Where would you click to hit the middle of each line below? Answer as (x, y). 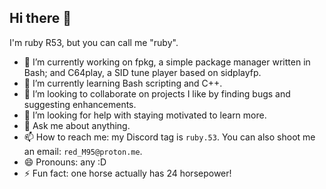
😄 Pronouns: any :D (65, 162)
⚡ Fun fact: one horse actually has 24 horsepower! (127, 173)
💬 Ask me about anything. (77, 125)
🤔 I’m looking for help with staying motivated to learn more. (145, 115)
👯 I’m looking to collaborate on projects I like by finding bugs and (157, 93)
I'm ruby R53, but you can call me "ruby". (94, 42)
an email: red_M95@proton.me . (83, 151)
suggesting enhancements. (80, 104)
